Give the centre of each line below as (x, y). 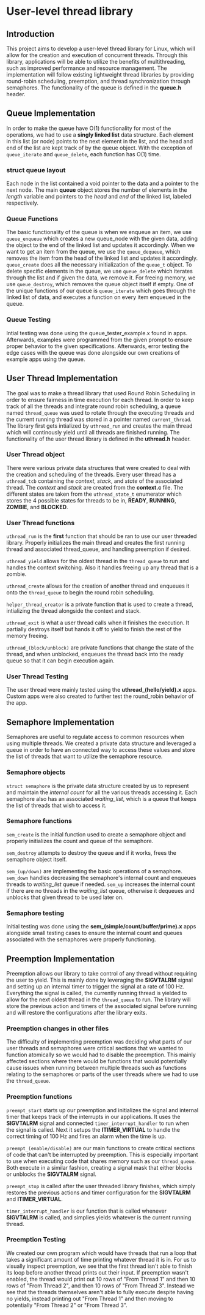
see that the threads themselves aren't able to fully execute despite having (100, 1292)
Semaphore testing (35, 913)
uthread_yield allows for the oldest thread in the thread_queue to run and (98, 561)
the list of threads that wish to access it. (56, 805)
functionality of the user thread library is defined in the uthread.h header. (99, 439)
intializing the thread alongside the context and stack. (74, 611)
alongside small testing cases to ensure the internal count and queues (94, 933)
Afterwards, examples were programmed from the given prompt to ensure (99, 339)
